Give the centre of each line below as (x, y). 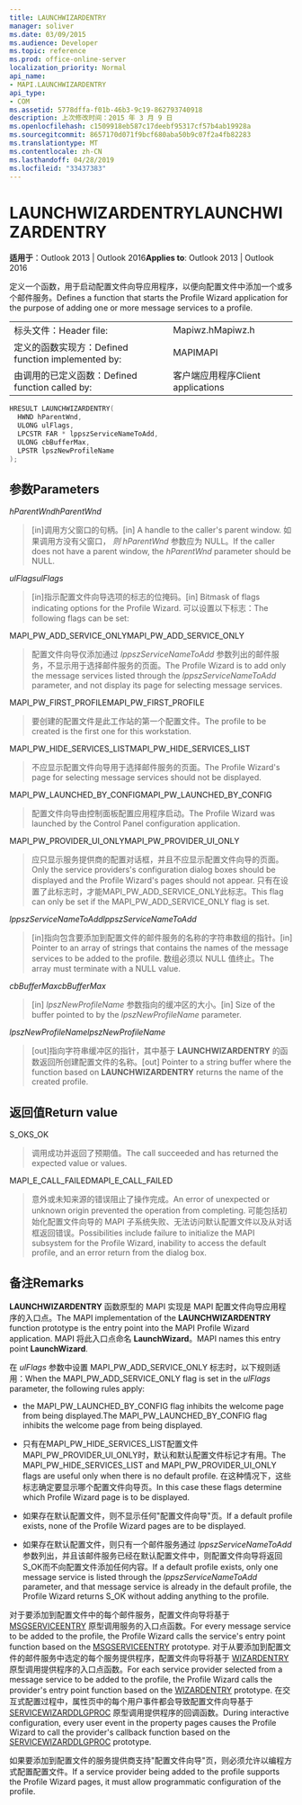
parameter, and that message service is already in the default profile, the (157, 1586)
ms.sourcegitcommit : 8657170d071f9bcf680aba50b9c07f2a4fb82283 (130, 135)
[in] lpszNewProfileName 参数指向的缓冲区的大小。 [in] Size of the (153, 1005)
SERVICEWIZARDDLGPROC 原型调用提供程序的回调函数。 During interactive (149, 1712)
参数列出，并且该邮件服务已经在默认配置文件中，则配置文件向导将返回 (152, 1555)
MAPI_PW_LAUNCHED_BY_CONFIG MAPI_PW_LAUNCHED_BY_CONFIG (141, 795)
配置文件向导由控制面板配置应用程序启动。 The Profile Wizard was (153, 813)
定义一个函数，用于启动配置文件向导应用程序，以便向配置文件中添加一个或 (147, 287)
